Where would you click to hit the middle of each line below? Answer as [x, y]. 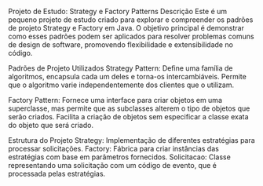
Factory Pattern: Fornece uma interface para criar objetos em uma [115, 100]
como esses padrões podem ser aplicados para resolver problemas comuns [131, 36]
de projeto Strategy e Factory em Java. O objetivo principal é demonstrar [126, 28]
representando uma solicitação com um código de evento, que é [113, 165]
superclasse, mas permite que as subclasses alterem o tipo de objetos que [129, 108]
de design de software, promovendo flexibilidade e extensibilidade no [121, 45]
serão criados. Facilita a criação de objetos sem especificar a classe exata [128, 117]
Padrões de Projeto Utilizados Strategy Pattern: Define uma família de [121, 68]
